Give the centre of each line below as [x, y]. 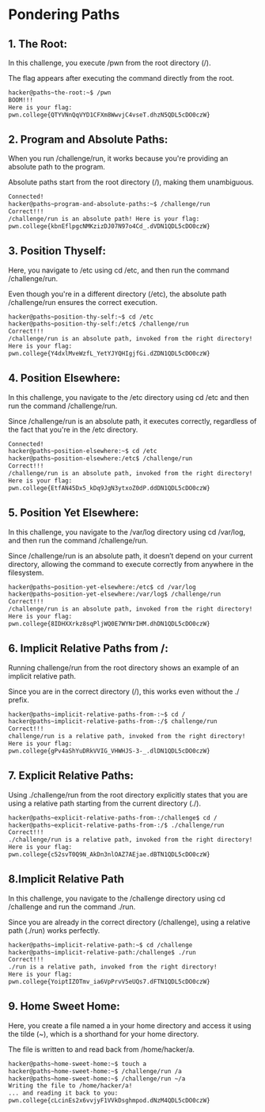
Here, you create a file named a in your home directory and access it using [130, 1025]
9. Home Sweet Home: [64, 1006]
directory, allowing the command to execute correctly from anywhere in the [131, 564]
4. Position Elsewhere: [64, 378]
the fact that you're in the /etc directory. [73, 429]
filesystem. [26, 573]
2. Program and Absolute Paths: [88, 139]
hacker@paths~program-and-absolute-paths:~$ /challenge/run [110, 204]
